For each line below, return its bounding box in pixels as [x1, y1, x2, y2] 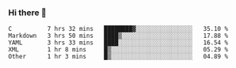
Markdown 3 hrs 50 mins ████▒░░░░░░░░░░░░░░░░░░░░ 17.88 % [8, 32, 228, 40]
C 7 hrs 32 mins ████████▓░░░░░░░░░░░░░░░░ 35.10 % [8, 25, 228, 33]
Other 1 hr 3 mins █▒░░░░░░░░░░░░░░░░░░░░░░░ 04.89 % [8, 53, 228, 61]
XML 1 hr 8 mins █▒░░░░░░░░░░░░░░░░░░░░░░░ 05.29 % [8, 46, 228, 54]
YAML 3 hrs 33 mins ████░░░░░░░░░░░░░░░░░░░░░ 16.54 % [8, 39, 228, 47]
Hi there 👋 [8, 7, 48, 18]
